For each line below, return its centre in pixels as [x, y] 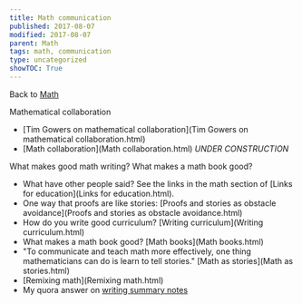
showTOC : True [36, 69]
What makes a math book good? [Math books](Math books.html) [143, 241]
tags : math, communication [60, 52]
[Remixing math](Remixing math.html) [93, 280]
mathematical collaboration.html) [84, 139]
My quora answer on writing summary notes [105, 289]
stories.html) [46, 270]
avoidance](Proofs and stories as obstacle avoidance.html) [132, 212]
